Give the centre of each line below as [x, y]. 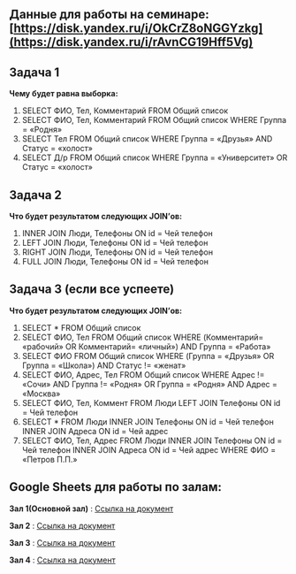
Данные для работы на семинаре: [109, 15]
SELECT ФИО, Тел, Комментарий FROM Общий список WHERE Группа [154, 120]
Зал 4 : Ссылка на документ [63, 560]
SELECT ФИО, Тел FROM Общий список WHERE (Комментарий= [143, 337]
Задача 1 [34, 72]
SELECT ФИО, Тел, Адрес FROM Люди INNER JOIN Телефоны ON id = [152, 440]
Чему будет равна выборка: [64, 94]
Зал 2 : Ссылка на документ [62, 525]
